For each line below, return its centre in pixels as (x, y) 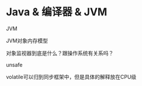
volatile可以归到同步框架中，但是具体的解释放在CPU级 (71, 77)
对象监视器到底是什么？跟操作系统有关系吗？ (60, 53)
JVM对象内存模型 (27, 40)
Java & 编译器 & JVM (57, 12)
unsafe (14, 64)
